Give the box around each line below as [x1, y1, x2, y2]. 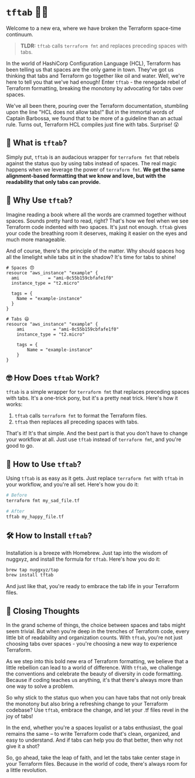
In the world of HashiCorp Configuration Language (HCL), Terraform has [6, 60, 181, 67]
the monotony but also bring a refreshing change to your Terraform [6, 700, 168, 708]
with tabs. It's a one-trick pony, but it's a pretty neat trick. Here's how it [6, 395, 178, 402]
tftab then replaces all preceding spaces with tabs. [14, 418, 139, 425]
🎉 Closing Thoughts [6, 606, 80, 616]
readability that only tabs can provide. [6, 178, 101, 185]
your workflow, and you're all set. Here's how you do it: [6, 481, 139, 488]
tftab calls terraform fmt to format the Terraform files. [14, 412, 148, 419]
